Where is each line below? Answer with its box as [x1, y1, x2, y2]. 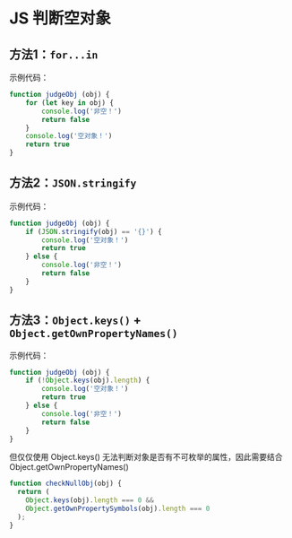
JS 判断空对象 [9, 8, 112, 29]
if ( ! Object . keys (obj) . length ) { [25, 376, 150, 386]
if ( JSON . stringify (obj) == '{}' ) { [25, 227, 163, 236]
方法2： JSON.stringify [9, 176, 137, 191]
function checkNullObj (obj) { [9, 479, 123, 489]
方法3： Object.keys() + [9, 313, 142, 328]
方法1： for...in [9, 47, 99, 62]
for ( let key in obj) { [25, 98, 115, 108]
